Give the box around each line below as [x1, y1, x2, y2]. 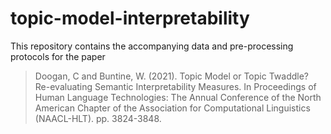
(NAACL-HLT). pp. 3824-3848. [34, 112, 162, 124]
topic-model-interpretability [10, 7, 250, 30]
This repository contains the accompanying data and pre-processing [10, 40, 294, 52]
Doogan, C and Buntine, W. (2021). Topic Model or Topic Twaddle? [34, 70, 309, 82]
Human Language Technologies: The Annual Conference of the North [34, 91, 322, 103]
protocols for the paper [10, 50, 106, 62]
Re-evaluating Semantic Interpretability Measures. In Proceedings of [34, 80, 317, 92]
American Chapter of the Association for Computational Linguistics [34, 102, 311, 114]
